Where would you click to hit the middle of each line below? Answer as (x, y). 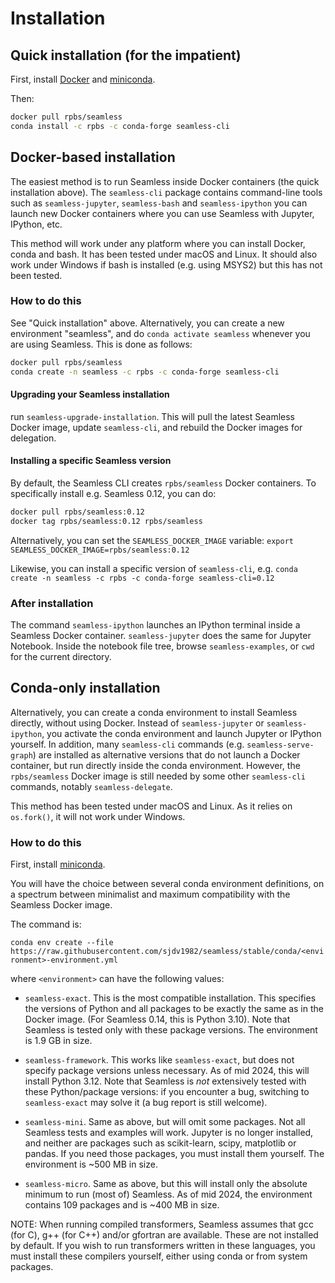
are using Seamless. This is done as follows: (101, 344)
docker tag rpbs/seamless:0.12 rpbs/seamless (106, 521)
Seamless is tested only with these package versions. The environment (171, 1030)
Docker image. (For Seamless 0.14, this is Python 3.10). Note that (157, 1019)
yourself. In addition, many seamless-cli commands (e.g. (127, 744)
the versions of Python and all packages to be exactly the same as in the (174, 1009)
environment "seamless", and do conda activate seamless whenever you (160, 333)
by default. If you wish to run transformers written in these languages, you (163, 1246)
